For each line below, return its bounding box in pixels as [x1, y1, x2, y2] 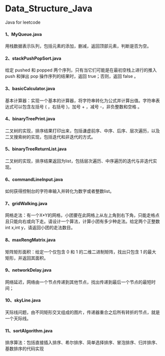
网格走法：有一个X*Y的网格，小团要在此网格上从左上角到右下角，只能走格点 [5, 213, 160, 218]
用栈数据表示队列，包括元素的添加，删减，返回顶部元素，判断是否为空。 [5, 43, 151, 49]
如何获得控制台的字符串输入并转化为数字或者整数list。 [5, 188, 114, 194]
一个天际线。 [5, 315, 31, 321]
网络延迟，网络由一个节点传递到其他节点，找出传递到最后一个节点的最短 [5, 279, 151, 285]
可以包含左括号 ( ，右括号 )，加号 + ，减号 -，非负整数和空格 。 [13, 104, 142, 109]
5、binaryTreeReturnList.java [5, 146, 67, 152]
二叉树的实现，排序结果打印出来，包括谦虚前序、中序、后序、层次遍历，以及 [5, 128, 160, 134]
